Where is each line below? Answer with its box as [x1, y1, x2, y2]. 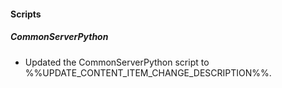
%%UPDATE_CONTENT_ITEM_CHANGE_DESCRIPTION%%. [24, 66, 272, 79]
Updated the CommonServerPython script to [24, 56, 210, 68]
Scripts [10, 8, 42, 20]
